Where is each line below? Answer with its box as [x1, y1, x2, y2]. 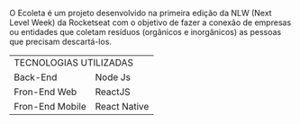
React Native [95, 101, 150, 112]
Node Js [95, 71, 131, 84]
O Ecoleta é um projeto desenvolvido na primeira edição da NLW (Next [9, 8, 272, 18]
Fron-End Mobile [14, 101, 87, 112]
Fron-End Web [14, 85, 77, 98]
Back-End [14, 71, 58, 84]
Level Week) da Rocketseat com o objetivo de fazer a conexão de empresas [9, 17, 292, 28]
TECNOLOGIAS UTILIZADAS [14, 57, 133, 68]
